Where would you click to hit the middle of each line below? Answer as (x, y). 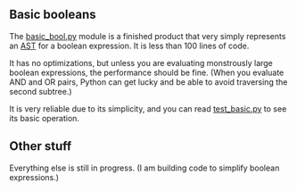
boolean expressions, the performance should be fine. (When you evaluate (147, 72)
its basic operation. (45, 118)
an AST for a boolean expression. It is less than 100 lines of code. (129, 46)
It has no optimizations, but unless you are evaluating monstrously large (141, 62)
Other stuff (41, 146)
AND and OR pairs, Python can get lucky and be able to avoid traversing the (148, 82)
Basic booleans (53, 15)
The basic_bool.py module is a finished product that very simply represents (148, 36)
